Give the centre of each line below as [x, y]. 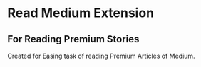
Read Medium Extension [81, 13]
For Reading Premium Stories [73, 39]
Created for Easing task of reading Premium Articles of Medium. [101, 56]
